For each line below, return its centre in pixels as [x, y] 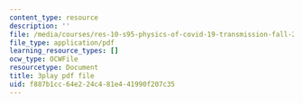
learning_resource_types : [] [64, 51]
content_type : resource [54, 17]
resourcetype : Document [54, 68]
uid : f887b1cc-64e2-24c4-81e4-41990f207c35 [92, 84]
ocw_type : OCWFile [44, 59]
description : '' [40, 26]
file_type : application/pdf [62, 43]
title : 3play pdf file [52, 76]
